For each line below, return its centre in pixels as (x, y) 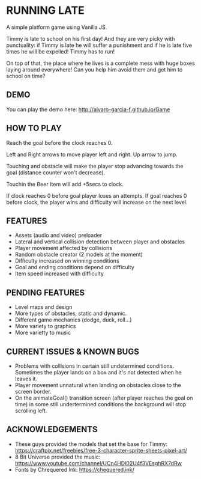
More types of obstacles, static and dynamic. (71, 314)
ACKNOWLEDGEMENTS (52, 429)
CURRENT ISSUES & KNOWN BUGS (73, 351)
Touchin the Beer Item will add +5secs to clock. (65, 184)
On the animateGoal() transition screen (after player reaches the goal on (104, 398)
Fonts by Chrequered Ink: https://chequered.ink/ (75, 469)
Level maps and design (43, 307)
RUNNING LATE (46, 11)
